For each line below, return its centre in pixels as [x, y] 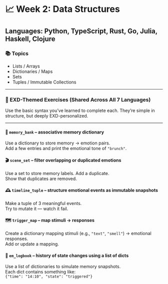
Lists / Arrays [26, 66]
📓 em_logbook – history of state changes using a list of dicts [67, 255]
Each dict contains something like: [40, 272]
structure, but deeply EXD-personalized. [47, 116]
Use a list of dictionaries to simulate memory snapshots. [63, 266]
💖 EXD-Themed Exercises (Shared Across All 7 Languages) [78, 99]
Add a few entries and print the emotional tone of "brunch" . [66, 148]
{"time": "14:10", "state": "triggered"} [49, 277]
